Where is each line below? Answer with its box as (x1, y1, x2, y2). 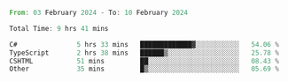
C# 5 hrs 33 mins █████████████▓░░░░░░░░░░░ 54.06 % (9, 40, 279, 48)
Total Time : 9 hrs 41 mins (9, 24, 109, 33)
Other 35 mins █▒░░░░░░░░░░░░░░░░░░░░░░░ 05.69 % (9, 64, 279, 74)
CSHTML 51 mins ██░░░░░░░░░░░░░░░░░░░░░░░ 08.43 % (9, 56, 279, 65)
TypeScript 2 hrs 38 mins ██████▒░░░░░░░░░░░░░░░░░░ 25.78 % (9, 48, 279, 57)
